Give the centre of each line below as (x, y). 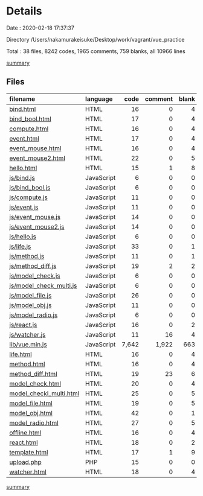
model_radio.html (34, 422)
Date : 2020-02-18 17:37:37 (40, 28)
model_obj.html (31, 413)
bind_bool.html (30, 119)
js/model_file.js (31, 295)
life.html (21, 354)
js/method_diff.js (33, 265)
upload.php (26, 462)
